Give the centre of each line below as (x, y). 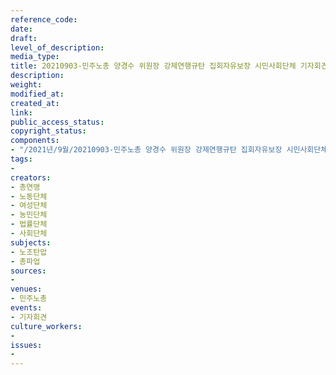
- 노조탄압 (29, 252)
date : (21, 29)
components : (35, 141)
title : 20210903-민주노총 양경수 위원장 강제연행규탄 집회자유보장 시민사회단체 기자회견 (169, 66)
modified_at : (37, 94)
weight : (26, 85)
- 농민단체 (29, 215)
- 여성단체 (29, 206)
